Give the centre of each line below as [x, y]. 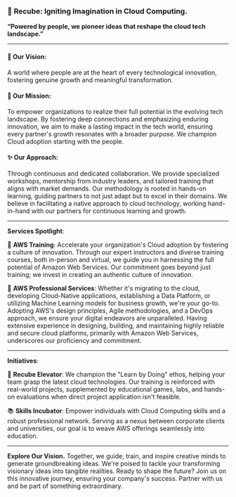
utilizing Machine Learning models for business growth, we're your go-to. [113, 303]
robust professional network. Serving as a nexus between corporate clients [116, 420]
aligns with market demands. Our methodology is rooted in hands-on [107, 188]
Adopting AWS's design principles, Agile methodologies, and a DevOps [110, 310]
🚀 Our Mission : [29, 96]
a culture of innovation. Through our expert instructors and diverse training [116, 252]
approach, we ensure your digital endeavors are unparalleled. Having [107, 318]
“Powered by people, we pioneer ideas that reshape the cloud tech [106, 27]
